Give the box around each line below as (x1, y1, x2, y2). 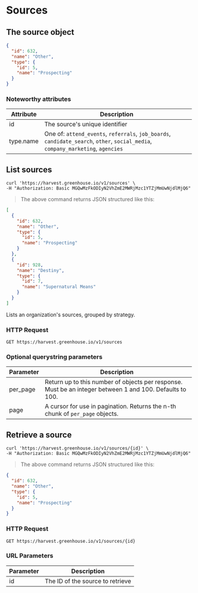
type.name (9, 137, 39, 145)
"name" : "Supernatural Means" (21, 284, 96, 290)
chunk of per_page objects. (44, 409, 119, 418)
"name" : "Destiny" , (16, 267, 65, 273)
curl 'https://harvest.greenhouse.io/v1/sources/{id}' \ (6, 445, 149, 451)
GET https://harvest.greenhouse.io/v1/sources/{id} (6, 538, 136, 544)
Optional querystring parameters (6, 353, 103, 361)
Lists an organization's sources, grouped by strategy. (6, 311, 136, 318)
